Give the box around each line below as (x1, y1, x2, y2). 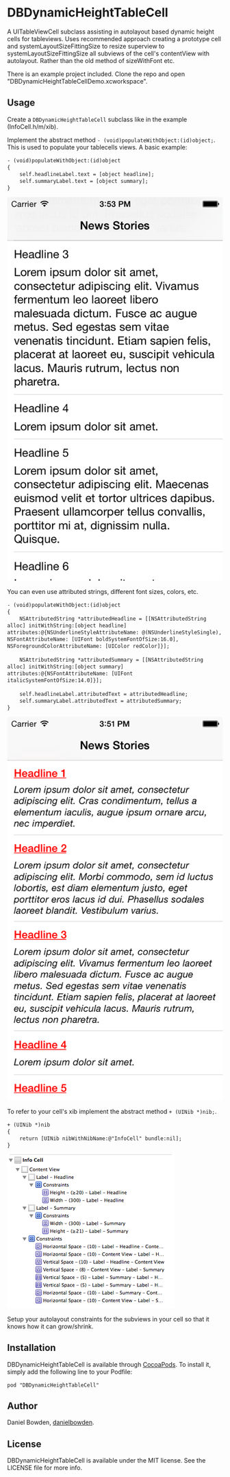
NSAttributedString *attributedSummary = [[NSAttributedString (19, 656, 204, 663)
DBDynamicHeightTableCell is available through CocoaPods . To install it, (7, 1360, 211, 1368)
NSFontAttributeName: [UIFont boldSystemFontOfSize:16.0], (7, 636, 179, 643)
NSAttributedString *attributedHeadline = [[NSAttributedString (19, 615, 207, 622)
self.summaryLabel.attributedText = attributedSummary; (19, 697, 183, 704)
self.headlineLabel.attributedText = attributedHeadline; (19, 691, 188, 697)
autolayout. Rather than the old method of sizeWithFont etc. (7, 56, 175, 64)
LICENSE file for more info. (7, 1464, 83, 1472)
